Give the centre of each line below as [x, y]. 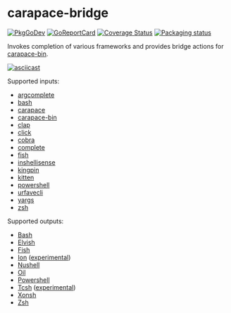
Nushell [29, 265]
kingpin [28, 170]
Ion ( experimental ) [44, 257]
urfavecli [30, 192]
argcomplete [36, 95]
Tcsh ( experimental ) [46, 287]
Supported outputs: [36, 221]
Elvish [26, 242]
